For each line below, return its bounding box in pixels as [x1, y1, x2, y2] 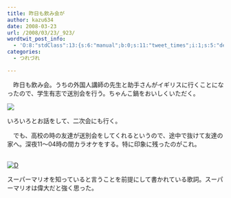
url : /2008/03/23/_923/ [7, 29, 76, 36]
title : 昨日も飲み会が [7, 10, 65, 17]
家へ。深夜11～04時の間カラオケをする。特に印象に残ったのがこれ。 [7, 140, 201, 148]
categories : [7, 49, 41, 56]
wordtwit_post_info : [7, 36, 67, 43]
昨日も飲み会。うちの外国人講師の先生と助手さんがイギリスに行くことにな [12, 80, 224, 89]
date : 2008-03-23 [7, 23, 57, 30]
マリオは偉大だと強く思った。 [12, 184, 98, 192]
